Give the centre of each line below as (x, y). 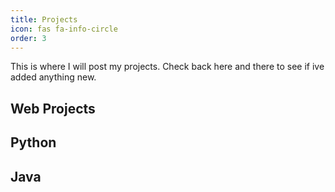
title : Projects (44, 19)
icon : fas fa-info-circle (64, 29)
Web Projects (53, 108)
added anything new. (53, 77)
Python (33, 142)
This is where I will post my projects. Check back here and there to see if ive (167, 67)
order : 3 (28, 38)
